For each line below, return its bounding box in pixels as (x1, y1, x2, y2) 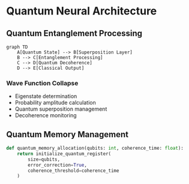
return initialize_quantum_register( (17, 150, 112, 157)
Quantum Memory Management (6, 129, 129, 140)
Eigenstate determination (14, 93, 77, 100)
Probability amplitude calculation (14, 99, 96, 106)
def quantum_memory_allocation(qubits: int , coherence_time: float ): (6, 146, 184, 152)
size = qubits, (28, 156, 61, 162)
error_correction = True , (28, 162, 87, 168)
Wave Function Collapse (6, 79, 79, 87)
